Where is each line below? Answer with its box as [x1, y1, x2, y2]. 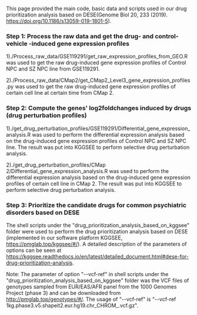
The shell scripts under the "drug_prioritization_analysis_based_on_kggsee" [6, 221, 190, 228]
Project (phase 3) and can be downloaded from [6, 289, 121, 296]
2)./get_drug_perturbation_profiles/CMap [6, 161, 106, 168]
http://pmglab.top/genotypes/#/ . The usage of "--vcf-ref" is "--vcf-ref [6, 296, 176, 303]
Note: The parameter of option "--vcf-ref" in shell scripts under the [6, 270, 169, 277]
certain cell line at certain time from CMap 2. [6, 89, 114, 97]
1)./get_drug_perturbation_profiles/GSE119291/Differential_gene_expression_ [6, 125, 191, 132]
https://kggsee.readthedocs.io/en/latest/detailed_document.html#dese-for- [6, 253, 189, 260]
